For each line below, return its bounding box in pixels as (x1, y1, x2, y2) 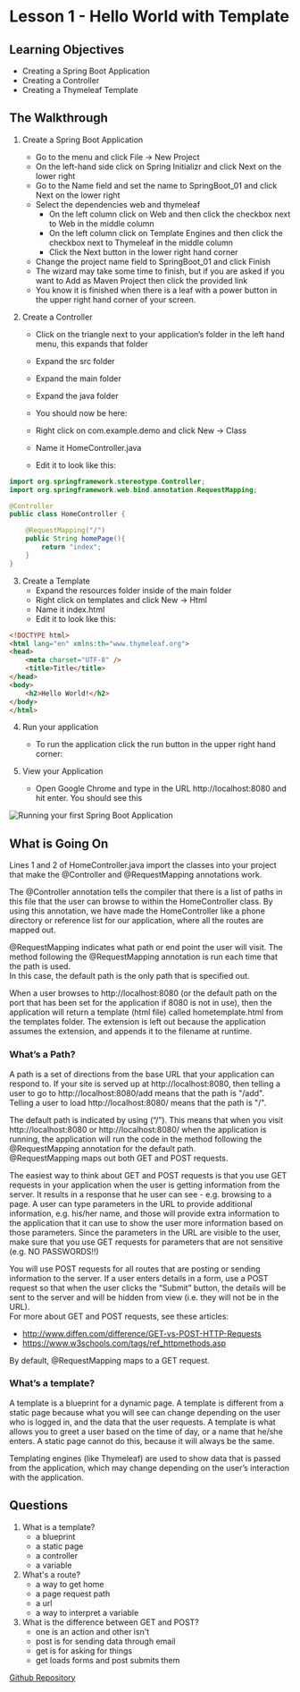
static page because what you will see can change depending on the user (9, 1407, 281, 1417)
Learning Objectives (9, 42, 125, 57)
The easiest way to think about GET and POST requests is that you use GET (9, 1169, 287, 1180)
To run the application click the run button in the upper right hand (35, 739, 277, 750)
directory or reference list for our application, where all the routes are (9, 915, 264, 926)
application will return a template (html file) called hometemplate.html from (9, 1007, 284, 1017)
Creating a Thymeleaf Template (21, 85, 138, 95)
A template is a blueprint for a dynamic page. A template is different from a (9, 1398, 284, 1408)
